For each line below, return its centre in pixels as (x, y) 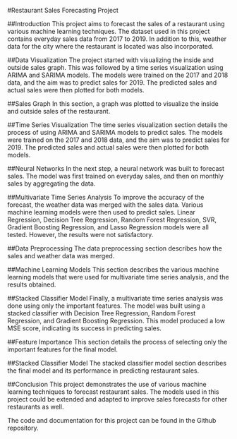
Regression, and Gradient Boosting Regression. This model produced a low (116, 321)
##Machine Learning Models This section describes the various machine (113, 270)
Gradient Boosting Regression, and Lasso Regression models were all (108, 227)
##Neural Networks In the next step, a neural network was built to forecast (116, 168)
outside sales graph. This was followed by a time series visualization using (115, 67)
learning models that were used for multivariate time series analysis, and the (118, 277)
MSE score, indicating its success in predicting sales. (85, 328)
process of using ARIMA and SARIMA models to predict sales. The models (115, 132)
